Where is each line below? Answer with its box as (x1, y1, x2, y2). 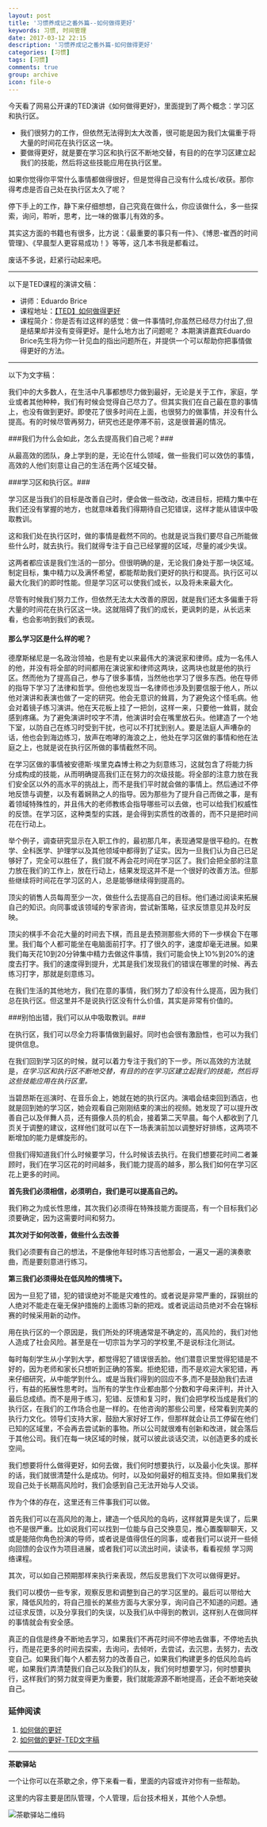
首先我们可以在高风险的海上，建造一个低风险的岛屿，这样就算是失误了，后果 (8, 1514, 258, 1524)
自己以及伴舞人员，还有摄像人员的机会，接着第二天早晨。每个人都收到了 (14, 1113, 251, 1122)
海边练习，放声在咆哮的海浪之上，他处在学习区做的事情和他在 (49, 732, 251, 742)
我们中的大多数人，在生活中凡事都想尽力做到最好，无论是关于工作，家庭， (8, 387, 251, 396)
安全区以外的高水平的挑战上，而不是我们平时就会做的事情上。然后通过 (14, 779, 244, 789)
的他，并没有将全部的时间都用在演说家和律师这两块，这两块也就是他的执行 (8, 662, 251, 672)
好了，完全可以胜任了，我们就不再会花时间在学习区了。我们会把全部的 (14, 856, 244, 865)
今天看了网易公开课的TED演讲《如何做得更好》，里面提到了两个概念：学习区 (8, 101, 255, 110)
